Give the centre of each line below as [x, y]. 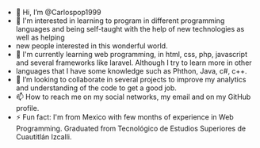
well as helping [40, 37]
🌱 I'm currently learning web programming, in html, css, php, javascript [132, 54]
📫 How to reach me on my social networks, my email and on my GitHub [133, 97]
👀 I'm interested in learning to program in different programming [120, 21]
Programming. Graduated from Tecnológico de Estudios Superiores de [131, 128]
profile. [27, 108]
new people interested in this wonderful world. [92, 46]
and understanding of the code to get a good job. [96, 88]
